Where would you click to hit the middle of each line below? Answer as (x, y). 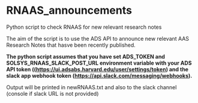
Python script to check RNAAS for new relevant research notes (84, 27)
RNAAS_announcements (69, 10)
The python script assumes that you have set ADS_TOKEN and (85, 56)
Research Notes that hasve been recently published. (71, 45)
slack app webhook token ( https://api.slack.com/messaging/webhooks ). (99, 75)
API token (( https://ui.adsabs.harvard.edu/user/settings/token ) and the (97, 69)
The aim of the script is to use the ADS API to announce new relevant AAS (98, 38)
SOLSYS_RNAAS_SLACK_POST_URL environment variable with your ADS (99, 63)
